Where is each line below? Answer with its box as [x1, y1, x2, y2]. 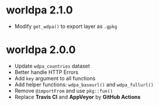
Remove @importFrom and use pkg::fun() [14, 87, 113, 94]
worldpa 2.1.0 [6, 3, 73, 17]
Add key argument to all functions [14, 75, 96, 82]
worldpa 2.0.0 [6, 43, 76, 56]
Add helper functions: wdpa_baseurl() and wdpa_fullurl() [14, 81, 154, 88]
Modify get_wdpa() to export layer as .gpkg [14, 23, 117, 30]
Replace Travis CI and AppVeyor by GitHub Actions [14, 93, 141, 100]
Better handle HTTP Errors [14, 68, 79, 76]
